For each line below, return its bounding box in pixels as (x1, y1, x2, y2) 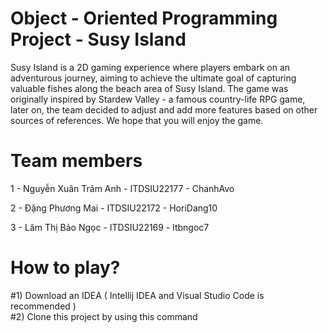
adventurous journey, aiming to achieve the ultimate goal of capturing (10, 72, 297, 84)
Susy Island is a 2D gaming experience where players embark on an (10, 61, 291, 73)
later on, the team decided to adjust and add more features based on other (10, 103, 318, 116)
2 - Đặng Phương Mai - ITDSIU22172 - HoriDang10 (10, 202, 218, 214)
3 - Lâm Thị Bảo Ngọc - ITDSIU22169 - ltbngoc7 (10, 221, 210, 233)
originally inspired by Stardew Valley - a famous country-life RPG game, (10, 93, 306, 105)
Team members (10, 150, 143, 172)
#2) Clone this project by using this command (10, 310, 198, 322)
